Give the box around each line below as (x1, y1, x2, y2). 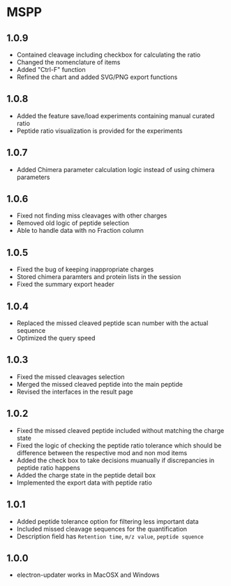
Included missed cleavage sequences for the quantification (16, 524, 188, 533)
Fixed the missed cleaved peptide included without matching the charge (16, 426, 225, 434)
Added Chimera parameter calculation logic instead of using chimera (16, 165, 215, 173)
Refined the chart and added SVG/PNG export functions (16, 73, 178, 81)
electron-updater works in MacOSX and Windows (16, 571, 160, 579)
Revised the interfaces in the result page (16, 387, 133, 396)
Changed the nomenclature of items (16, 58, 121, 66)
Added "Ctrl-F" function (16, 66, 87, 73)
